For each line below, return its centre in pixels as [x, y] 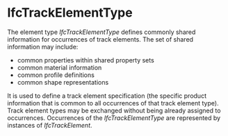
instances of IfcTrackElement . [50, 125]
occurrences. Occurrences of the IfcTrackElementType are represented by [114, 118]
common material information [59, 67]
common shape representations [63, 82]
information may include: [43, 46]
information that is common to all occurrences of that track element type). [113, 103]
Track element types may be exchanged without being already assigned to [114, 110]
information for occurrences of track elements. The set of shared [100, 39]
